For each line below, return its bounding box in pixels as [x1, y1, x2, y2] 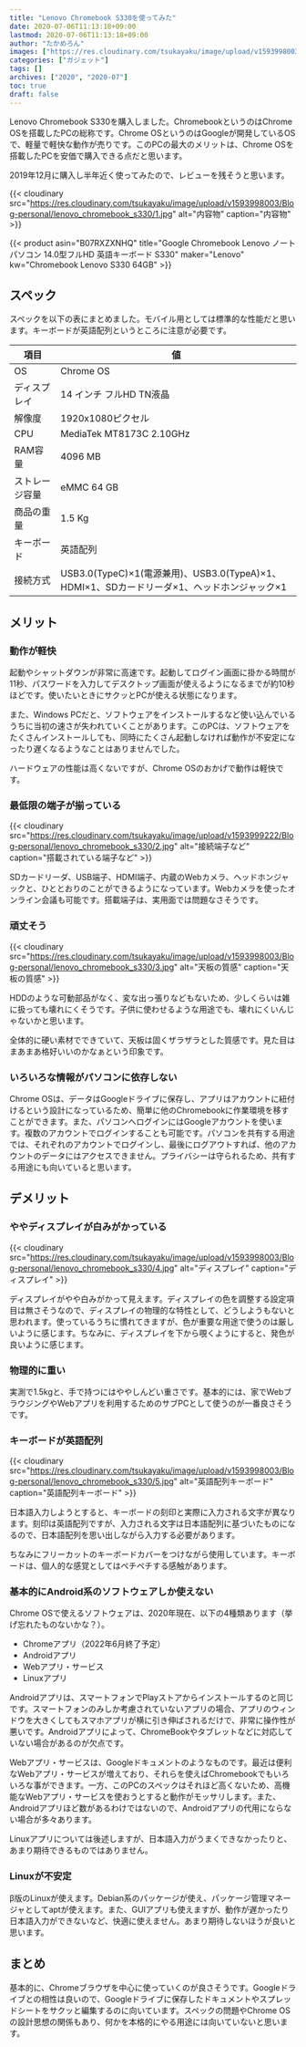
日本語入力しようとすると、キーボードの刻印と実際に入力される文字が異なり [9, 1507, 297, 1518]
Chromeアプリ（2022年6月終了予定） [22, 1638, 166, 1649]
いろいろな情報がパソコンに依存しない [9, 1071, 178, 1084]
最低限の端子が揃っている [9, 799, 121, 812]
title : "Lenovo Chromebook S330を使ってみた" [9, 13, 177, 23]
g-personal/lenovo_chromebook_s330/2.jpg [9, 841, 175, 852]
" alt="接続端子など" [173, 841, 250, 852]
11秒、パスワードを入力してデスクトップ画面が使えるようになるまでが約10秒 [9, 679, 296, 689]
